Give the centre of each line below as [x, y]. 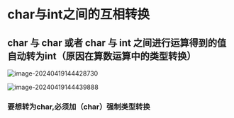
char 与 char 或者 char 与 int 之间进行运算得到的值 [117, 43]
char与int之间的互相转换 [79, 14]
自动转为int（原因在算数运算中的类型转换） [102, 56]
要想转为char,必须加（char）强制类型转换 [79, 107]
